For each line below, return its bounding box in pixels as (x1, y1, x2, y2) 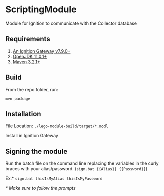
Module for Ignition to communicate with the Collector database (5, 20, 137, 26)
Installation (5, 109, 41, 118)
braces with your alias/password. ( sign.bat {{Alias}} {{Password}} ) (5, 166, 148, 172)
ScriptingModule (5, 4, 77, 15)
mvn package (5, 96, 30, 101)
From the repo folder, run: (5, 86, 59, 92)
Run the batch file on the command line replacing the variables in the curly (5, 160, 159, 166)
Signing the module (5, 147, 68, 156)
